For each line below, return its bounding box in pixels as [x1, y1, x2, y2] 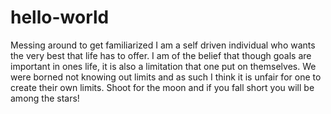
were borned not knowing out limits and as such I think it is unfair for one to [10, 71, 322, 83]
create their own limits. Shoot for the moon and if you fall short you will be [10, 81, 315, 93]
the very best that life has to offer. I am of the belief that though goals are [10, 49, 312, 61]
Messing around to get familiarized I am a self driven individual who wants [10, 39, 316, 51]
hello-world [10, 6, 110, 29]
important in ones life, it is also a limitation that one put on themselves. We [10, 60, 317, 72]
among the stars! [10, 92, 80, 104]
